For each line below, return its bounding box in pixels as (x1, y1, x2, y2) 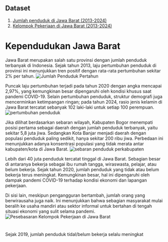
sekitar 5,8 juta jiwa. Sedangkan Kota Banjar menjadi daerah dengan (5, 130, 146, 136)
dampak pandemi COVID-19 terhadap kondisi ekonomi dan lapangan (5, 177, 147, 183)
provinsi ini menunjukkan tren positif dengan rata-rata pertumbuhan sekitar (5, 67, 161, 73)
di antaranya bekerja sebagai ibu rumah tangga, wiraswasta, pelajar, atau (5, 161, 157, 167)
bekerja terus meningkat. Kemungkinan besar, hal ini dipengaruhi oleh (5, 172, 150, 178)
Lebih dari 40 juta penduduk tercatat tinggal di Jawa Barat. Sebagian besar (5, 155, 161, 162)
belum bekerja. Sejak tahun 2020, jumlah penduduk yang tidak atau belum (5, 166, 159, 173)
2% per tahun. (5, 73, 35, 79)
